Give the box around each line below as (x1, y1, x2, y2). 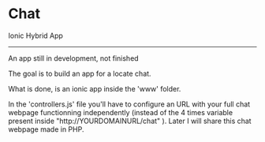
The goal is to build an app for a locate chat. (8, 69, 151, 78)
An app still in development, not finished (8, 53, 140, 63)
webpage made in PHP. (8, 124, 84, 134)
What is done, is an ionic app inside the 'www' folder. (8, 84, 181, 93)
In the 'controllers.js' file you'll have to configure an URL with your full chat (8, 99, 251, 109)
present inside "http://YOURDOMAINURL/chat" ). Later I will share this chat (8, 116, 252, 125)
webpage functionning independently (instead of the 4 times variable (8, 107, 233, 117)
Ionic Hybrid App (8, 31, 63, 40)
